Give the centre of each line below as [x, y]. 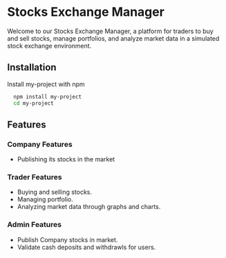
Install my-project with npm [46, 84]
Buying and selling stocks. [54, 192]
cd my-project [34, 103]
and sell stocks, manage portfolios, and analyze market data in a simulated [113, 38]
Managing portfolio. [45, 199]
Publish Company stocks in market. [67, 239]
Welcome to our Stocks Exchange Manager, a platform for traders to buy [111, 31]
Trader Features [35, 177]
